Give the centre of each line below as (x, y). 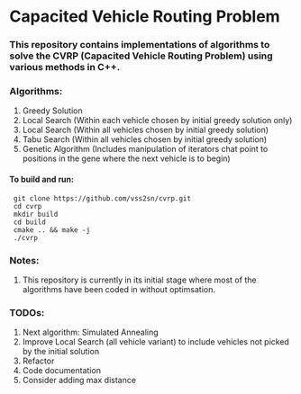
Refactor (38, 361)
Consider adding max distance (79, 381)
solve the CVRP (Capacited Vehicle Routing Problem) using (141, 56)
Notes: (24, 260)
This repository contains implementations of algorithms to (140, 45)
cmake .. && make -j (52, 230)
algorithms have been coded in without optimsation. (119, 289)
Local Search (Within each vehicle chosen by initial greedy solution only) (157, 121)
